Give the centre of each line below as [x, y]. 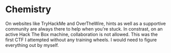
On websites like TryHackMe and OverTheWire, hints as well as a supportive [86, 23]
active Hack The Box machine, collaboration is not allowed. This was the [81, 34]
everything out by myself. [32, 45]
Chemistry [28, 9]
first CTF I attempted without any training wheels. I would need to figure [81, 40]
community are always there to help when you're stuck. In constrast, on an [84, 29]
